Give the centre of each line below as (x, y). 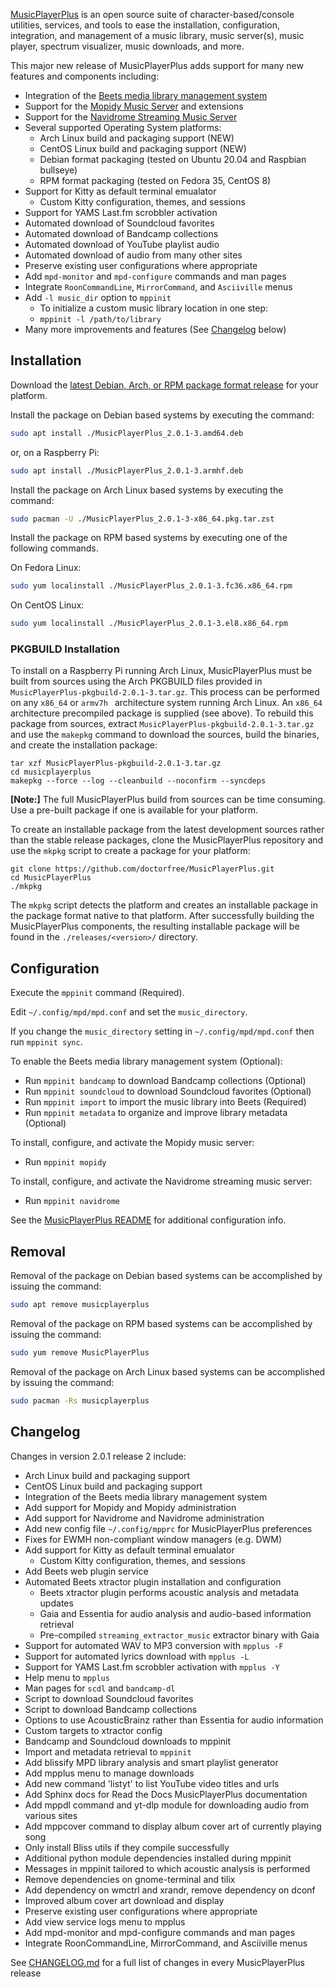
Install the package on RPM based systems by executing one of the (149, 538)
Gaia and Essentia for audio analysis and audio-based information (175, 1613)
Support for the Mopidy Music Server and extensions (134, 106)
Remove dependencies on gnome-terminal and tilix (130, 1879)
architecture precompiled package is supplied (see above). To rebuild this (162, 713)
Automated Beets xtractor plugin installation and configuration (153, 1581)
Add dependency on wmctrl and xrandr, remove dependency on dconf (170, 1890)
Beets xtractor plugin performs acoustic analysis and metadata (169, 1592)
